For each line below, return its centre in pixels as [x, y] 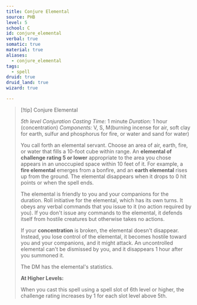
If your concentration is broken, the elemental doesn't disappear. [100, 230]
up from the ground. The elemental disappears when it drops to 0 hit [103, 176]
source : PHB [21, 17]
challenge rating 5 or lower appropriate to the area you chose [96, 157]
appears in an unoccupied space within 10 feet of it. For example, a [102, 164]
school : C [18, 28]
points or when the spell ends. [57, 182]
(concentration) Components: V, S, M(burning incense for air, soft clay [105, 128]
